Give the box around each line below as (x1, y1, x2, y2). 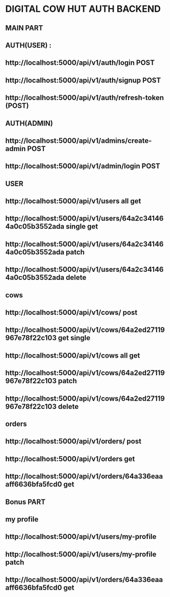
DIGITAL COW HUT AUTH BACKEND (5, 3, 161, 15)
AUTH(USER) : (5, 41, 52, 49)
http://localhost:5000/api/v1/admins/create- (5, 136, 152, 145)
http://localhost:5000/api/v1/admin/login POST (5, 162, 160, 171)
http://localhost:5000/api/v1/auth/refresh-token (5, 94, 164, 102)
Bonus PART (5, 497, 46, 506)
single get (66, 222, 98, 231)
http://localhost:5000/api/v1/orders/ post (5, 437, 142, 446)
